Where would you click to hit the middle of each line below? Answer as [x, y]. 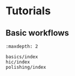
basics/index [22, 57]
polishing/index [26, 67]
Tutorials [28, 11]
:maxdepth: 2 [22, 46]
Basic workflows [37, 33]
